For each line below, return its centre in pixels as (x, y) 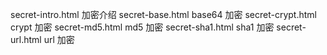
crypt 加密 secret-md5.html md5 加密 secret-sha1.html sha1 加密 (142, 27)
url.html (26, 39)
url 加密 (59, 39)
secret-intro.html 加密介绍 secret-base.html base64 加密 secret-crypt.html (163, 14)
